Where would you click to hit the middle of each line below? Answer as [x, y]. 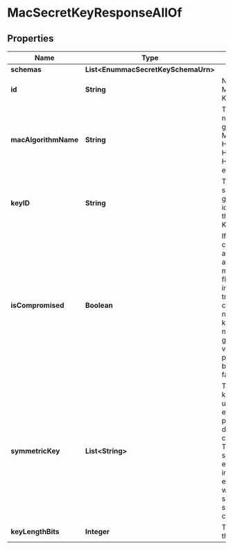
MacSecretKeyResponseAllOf [95, 13]
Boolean [99, 305]
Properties [31, 38]
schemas [26, 69]
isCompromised [37, 305]
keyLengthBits [35, 532]
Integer [97, 532]
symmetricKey [35, 451]
